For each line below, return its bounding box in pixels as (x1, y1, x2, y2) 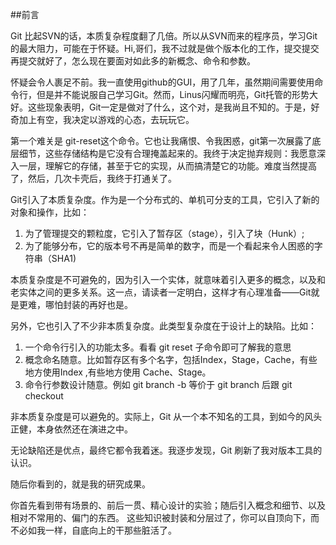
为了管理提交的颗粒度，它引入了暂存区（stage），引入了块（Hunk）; (24, 228, 305, 239)
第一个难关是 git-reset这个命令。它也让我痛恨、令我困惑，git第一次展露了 (10, 135, 313, 147)
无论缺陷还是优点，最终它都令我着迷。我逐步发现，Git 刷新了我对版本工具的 (10, 444, 323, 456)
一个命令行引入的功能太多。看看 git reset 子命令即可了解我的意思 (24, 341, 292, 353)
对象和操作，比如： (10, 206, 90, 218)
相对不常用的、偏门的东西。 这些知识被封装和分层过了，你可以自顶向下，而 (10, 512, 320, 523)
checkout (24, 390, 64, 402)
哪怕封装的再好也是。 (44, 299, 133, 310)
